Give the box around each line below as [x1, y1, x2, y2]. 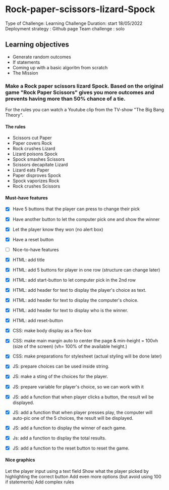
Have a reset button [12, 236, 54, 242]
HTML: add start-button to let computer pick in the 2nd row [12, 277, 136, 283]
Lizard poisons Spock [12, 151, 58, 157]
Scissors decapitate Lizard [12, 162, 68, 168]
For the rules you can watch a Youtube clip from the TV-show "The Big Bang [5, 107, 164, 113]
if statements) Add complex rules [5, 479, 74, 485]
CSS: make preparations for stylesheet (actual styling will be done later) [12, 353, 162, 360]
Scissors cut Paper [12, 135, 52, 141]
